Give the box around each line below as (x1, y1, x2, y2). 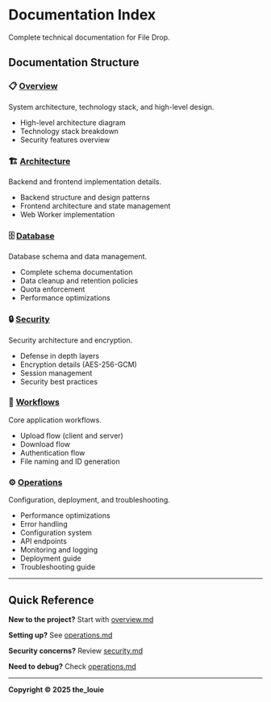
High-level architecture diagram (19, 117, 127, 127)
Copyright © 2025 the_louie (8, 684, 105, 694)
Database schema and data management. (8, 252, 148, 262)
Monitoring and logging (19, 545, 98, 555)
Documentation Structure (8, 56, 140, 69)
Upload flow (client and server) (19, 431, 123, 440)
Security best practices (19, 376, 98, 386)
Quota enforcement (19, 284, 85, 294)
